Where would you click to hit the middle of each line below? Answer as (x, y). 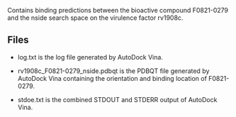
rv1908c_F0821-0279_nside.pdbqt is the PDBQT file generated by (113, 71)
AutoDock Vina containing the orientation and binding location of (112, 78)
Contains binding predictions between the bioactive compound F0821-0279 (118, 10)
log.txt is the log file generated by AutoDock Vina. (90, 57)
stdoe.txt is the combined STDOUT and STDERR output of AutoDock (117, 99)
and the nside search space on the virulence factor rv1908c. (95, 18)
